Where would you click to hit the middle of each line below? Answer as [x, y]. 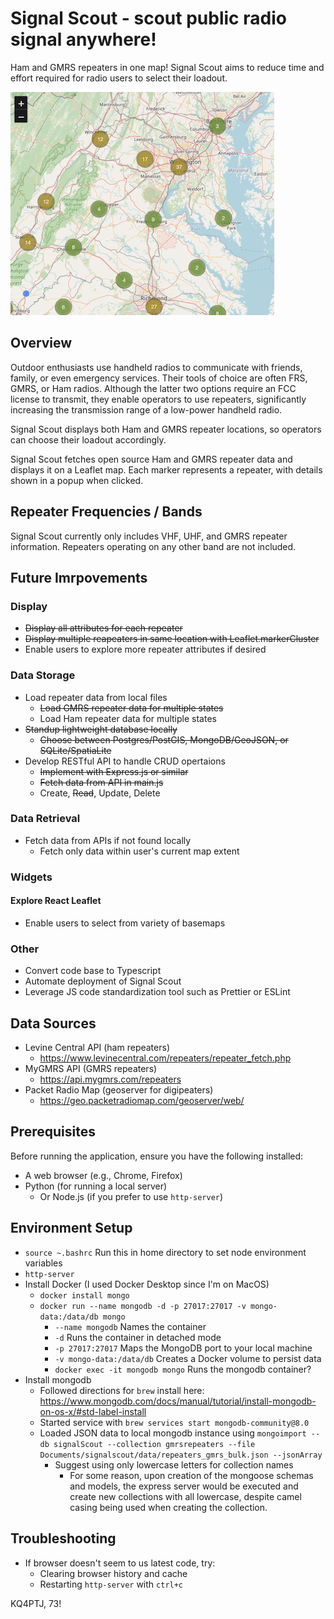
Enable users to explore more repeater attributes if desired [145, 649]
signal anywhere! [83, 39]
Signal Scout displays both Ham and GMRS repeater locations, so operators [166, 429]
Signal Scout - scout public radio [148, 18]
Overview [41, 343]
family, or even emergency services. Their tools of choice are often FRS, [159, 378]
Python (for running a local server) [96, 1186]
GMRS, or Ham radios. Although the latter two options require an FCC [153, 388]
